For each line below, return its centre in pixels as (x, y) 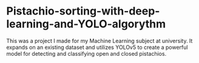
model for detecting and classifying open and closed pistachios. (86, 53)
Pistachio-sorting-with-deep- (83, 11)
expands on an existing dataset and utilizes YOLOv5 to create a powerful (97, 47)
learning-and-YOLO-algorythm (86, 24)
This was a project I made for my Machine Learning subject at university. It (99, 41)
